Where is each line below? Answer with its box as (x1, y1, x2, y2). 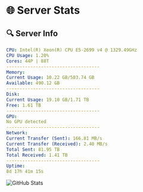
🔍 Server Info (6, 28, 58, 39)
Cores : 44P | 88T (6, 58, 49, 64)
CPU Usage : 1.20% (6, 52, 49, 58)
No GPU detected (6, 119, 46, 125)
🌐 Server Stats (6, 4, 80, 17)
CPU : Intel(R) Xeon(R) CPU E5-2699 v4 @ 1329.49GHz (6, 47, 137, 53)
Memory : (6, 69, 26, 75)
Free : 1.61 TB (6, 102, 42, 108)
